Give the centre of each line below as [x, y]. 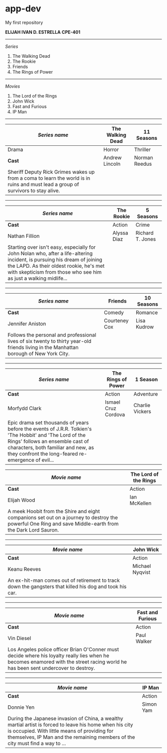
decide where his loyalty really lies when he [58, 655]
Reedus [143, 164]
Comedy [114, 313]
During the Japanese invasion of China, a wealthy [65, 718]
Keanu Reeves [24, 569]
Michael [142, 566]
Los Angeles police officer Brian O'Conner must [63, 649]
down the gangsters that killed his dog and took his [67, 586]
